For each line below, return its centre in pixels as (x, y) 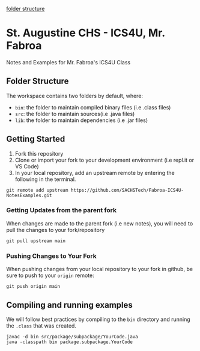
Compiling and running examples (70, 305)
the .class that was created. (41, 325)
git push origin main (33, 287)
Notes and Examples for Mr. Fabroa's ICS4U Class (68, 62)
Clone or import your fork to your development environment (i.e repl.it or (105, 160)
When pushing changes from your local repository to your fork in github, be (100, 269)
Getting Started (36, 139)
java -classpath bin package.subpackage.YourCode (70, 342)
